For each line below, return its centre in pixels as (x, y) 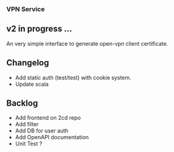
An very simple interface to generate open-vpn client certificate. (87, 43)
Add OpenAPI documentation (52, 137)
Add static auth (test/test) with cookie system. (73, 78)
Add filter (27, 125)
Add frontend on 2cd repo (48, 118)
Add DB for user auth (42, 131)
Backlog (22, 103)
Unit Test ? (29, 144)
